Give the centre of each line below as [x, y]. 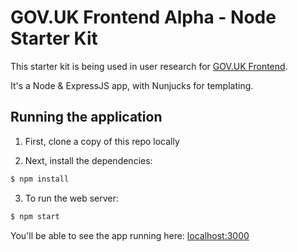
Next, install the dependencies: [88, 160]
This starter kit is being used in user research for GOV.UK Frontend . [149, 66]
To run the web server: [71, 198]
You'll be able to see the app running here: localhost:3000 [130, 235]
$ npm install [40, 179]
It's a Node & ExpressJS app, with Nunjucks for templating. [132, 85]
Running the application [86, 117]
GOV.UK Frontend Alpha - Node [143, 17]
